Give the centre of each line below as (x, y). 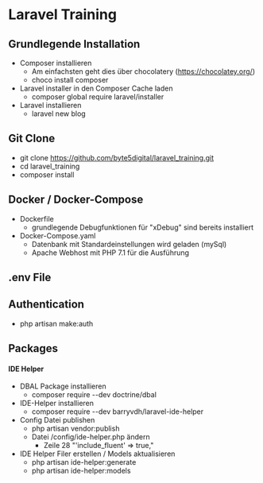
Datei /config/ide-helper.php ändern (91, 437)
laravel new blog (58, 114)
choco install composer (70, 80)
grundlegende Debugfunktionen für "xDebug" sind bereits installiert (143, 227)
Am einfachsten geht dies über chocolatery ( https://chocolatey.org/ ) (143, 71)
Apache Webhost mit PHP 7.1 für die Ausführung (110, 253)
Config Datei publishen (57, 420)
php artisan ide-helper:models (81, 471)
